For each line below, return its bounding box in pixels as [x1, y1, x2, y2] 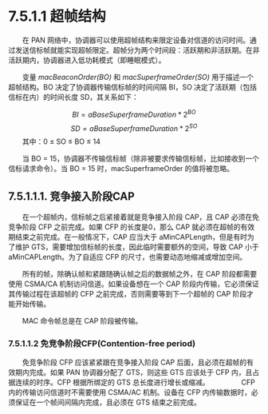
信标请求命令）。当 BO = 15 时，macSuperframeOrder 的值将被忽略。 [8, 164, 234, 173]
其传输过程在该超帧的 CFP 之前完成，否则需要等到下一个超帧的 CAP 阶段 [8, 289, 247, 299]
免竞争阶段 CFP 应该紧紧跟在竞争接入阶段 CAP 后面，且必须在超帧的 [22, 357, 247, 368]
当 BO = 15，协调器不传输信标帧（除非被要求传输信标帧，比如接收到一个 [22, 153, 259, 164]
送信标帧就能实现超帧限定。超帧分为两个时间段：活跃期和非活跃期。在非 [22, 45, 260, 54]
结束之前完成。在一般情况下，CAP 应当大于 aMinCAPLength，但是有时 [14, 233, 247, 242]
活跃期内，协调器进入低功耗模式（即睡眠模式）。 [8, 55, 166, 65]
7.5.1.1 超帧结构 [8, 7, 106, 26]
